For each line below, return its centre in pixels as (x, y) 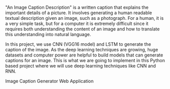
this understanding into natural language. (48, 34)
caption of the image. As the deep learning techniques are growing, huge (82, 50)
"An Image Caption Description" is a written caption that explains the (77, 7)
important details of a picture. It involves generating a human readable (79, 13)
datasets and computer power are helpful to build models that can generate (84, 55)
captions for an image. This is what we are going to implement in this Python (85, 60)
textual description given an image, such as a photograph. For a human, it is (84, 18)
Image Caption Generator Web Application (49, 81)
